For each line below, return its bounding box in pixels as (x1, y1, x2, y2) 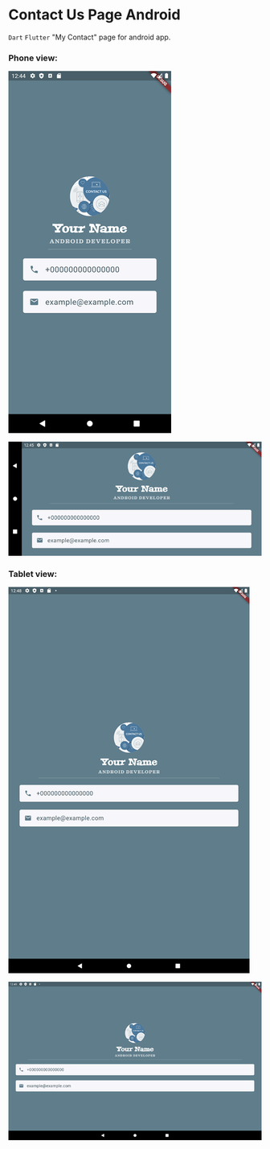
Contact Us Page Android (8, 6, 181, 24)
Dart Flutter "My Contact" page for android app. (8, 32, 171, 42)
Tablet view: (8, 568, 58, 579)
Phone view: (8, 52, 58, 64)
